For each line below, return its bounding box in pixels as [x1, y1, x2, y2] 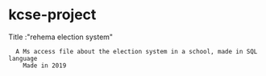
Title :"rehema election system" [8, 32, 114, 42]
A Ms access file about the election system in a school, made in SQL [15, 47, 258, 55]
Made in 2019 [23, 62, 67, 70]
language [8, 54, 38, 62]
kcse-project [8, 6, 97, 24]
